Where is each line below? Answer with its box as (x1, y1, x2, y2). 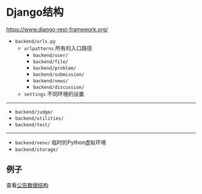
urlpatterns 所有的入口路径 (23, 44, 93, 52)
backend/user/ (32, 52, 69, 58)
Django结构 (6, 5, 64, 19)
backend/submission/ (32, 71, 85, 77)
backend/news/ (32, 77, 69, 84)
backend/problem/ (32, 65, 76, 71)
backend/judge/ (14, 109, 54, 115)
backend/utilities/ (14, 115, 64, 121)
